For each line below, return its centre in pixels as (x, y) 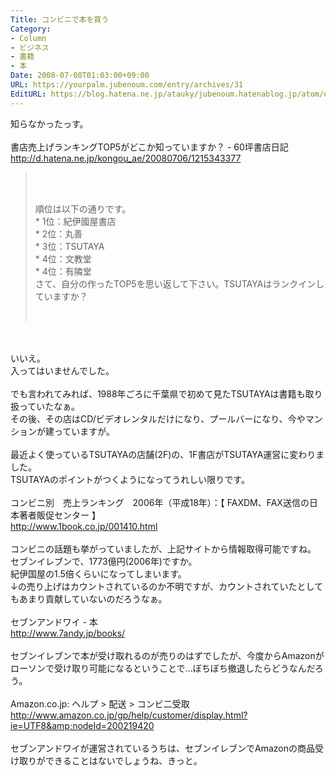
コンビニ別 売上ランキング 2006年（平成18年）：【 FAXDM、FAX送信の (160, 502)
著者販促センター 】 (59, 515)
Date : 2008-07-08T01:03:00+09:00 (80, 76)
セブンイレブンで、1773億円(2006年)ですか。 (104, 561)
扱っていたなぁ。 (45, 406)
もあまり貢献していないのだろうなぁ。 (89, 598)
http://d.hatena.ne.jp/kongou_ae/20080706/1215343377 (126, 158)
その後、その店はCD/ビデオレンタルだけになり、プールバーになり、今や (158, 418)
